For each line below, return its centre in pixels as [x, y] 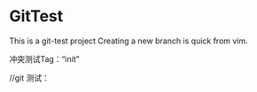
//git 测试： [30, 78]
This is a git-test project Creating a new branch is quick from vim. [128, 41]
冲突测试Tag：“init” [44, 58]
